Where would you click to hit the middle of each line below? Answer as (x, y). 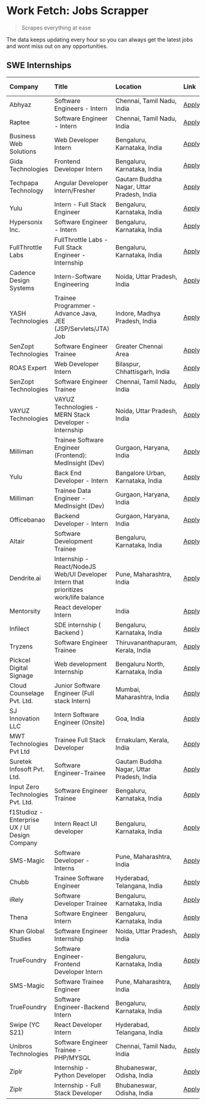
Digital (19, 668)
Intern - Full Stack (80, 204)
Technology (27, 190)
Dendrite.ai (25, 578)
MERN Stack (72, 414)
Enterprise (25, 820)
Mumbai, (128, 689)
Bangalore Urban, (141, 473)
